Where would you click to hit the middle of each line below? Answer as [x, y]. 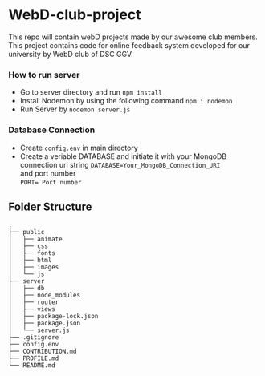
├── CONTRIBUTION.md [43, 352]
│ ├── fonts [32, 253]
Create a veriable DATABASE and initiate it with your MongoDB [123, 156]
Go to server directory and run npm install [91, 92]
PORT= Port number [51, 182]
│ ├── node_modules [45, 295]
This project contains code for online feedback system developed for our [129, 45]
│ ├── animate [35, 239]
